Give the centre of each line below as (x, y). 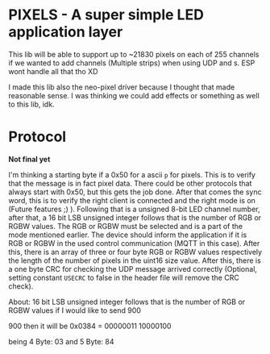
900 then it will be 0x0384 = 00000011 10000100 (90, 326)
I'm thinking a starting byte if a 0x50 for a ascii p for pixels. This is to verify (132, 174)
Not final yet (29, 159)
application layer (66, 32)
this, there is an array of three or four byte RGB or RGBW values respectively (135, 252)
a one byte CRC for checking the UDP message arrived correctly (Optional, (133, 269)
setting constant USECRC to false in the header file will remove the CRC (124, 277)
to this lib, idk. (31, 104)
